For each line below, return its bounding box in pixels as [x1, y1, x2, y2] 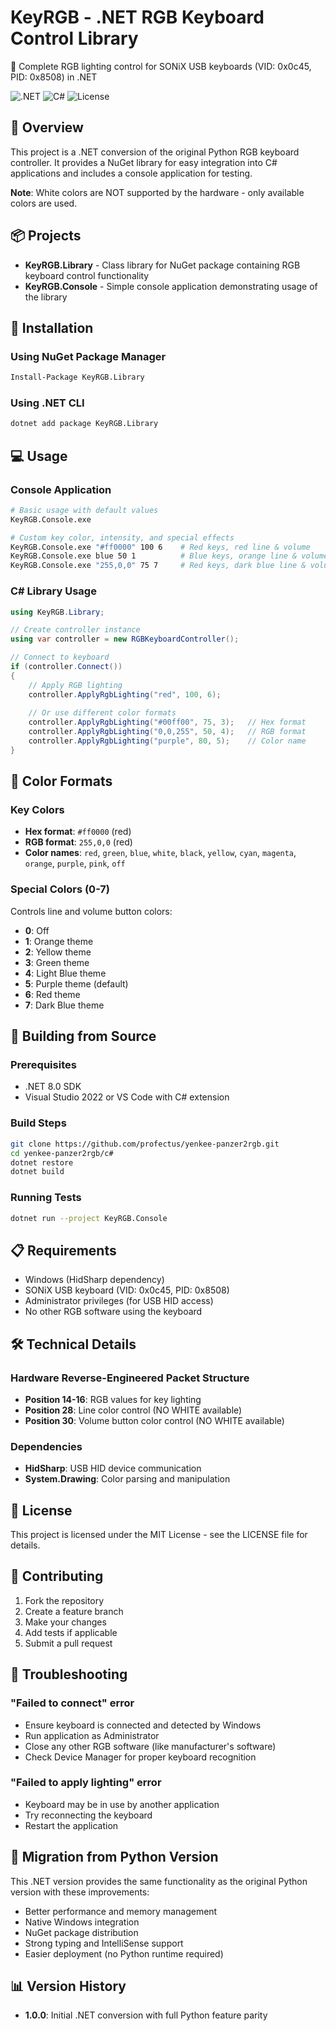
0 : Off [24, 924, 50, 936]
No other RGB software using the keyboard [24, 1306, 203, 1318]
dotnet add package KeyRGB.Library [10, 419, 159, 429]
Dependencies [10, 1439, 83, 1453]
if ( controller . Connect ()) [10, 662, 123, 672]
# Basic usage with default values [10, 505, 159, 515]
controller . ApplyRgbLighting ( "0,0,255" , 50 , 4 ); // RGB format [28, 727, 307, 737]
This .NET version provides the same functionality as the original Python [10, 1875, 308, 1887]
